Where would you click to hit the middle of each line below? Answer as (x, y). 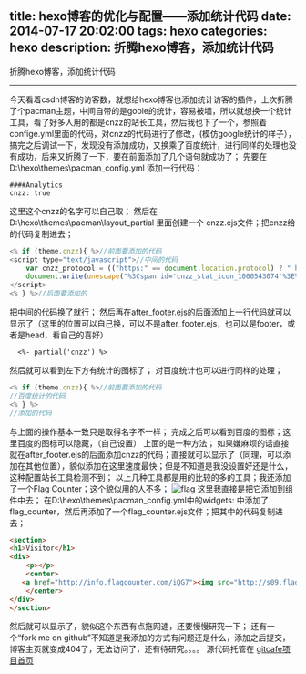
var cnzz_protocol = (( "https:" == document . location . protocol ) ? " (158, 268)
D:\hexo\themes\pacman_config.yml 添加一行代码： (106, 168)
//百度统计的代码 (37, 396)
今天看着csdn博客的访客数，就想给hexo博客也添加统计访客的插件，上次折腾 (152, 99)
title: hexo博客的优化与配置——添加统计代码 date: (150, 16)
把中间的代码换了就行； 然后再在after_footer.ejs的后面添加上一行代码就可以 (150, 312)
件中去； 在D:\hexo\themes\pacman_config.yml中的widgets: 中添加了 (139, 500)
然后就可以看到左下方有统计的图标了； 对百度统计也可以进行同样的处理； (146, 370)
